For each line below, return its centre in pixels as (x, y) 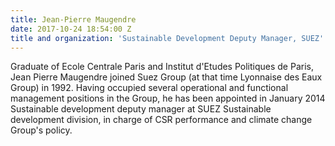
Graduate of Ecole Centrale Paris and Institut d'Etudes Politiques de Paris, (162, 67)
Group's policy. (41, 130)
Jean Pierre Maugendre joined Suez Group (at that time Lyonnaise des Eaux (166, 77)
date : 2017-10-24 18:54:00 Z (71, 29)
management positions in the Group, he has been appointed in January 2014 (168, 98)
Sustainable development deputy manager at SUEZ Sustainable (141, 109)
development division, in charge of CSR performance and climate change (161, 120)
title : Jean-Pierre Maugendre (73, 19)
